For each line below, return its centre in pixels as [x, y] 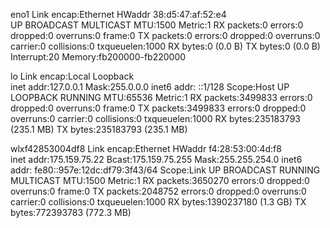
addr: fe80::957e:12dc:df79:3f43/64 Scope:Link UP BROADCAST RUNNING [165, 170]
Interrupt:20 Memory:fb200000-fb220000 [98, 57]
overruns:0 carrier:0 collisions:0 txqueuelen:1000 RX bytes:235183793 [155, 118]
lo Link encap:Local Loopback [72, 76]
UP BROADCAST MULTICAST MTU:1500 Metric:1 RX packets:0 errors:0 [157, 25]
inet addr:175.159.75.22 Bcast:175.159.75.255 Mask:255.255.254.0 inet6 [156, 159]
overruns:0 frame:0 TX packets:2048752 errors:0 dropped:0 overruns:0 [158, 191]
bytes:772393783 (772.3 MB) [71, 212]
